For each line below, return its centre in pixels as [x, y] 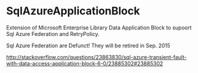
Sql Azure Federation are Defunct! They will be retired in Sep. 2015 [88, 45]
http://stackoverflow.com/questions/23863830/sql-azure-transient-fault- [97, 57]
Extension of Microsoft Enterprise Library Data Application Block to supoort [99, 28]
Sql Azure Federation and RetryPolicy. [53, 34]
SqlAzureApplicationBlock [73, 11]
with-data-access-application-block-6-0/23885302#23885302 [85, 63]
